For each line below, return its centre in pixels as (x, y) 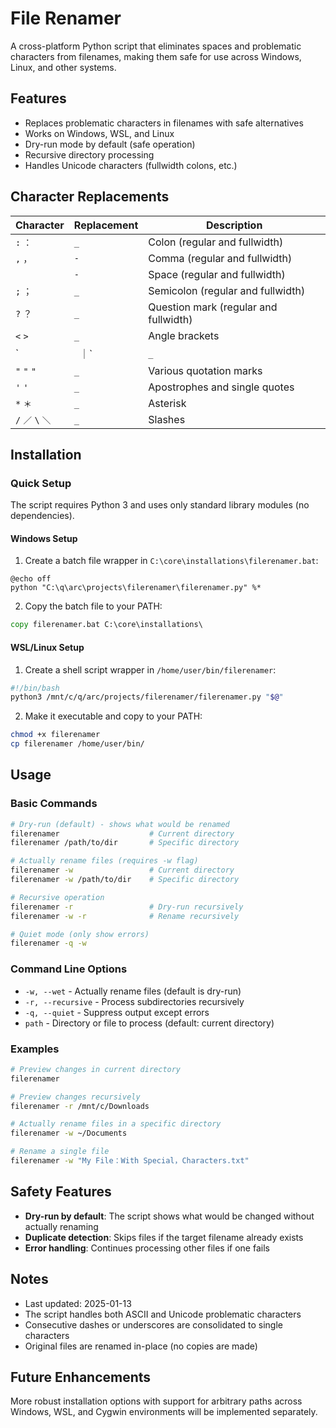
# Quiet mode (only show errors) (80, 934)
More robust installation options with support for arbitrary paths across (156, 1401)
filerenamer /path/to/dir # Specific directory (125, 843)
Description (234, 225)
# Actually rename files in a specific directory (116, 1124)
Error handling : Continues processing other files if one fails (147, 1248)
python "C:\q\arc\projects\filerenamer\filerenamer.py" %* (136, 588)
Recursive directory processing (89, 154)
